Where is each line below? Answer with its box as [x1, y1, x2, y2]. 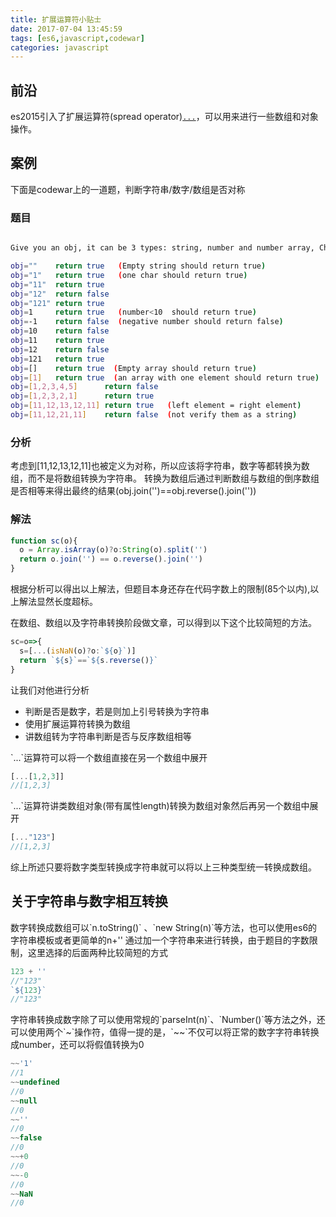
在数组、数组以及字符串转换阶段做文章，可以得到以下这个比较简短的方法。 [10, 617, 317, 629]
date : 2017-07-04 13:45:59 [10, 24, 123, 34]
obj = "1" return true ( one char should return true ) [10, 270, 248, 280]
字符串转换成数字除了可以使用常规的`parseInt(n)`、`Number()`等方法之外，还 [10, 1014, 326, 1026]
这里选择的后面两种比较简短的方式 [27, 946, 168, 958]
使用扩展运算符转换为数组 [24, 717, 131, 730]
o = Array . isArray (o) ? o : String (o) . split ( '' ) [19, 545, 208, 555]
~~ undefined [10, 1077, 60, 1088]
